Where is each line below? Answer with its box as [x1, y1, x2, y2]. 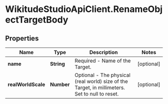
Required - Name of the [74, 57, 131, 64]
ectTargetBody [5, 14, 68, 25]
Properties [5, 34, 39, 42]
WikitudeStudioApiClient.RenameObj [5, 3, 163, 15]
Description [89, 49, 118, 55]
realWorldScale [7, 81, 45, 88]
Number [49, 81, 70, 88]
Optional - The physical [74, 71, 131, 78]
